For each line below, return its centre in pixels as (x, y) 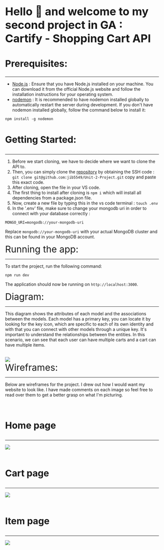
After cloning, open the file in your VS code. (56, 188)
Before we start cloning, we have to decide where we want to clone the (83, 162)
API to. (19, 167)
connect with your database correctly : (51, 214)
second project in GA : (64, 25)
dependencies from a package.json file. (52, 198)
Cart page (27, 473)
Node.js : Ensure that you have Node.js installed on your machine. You (83, 84)
